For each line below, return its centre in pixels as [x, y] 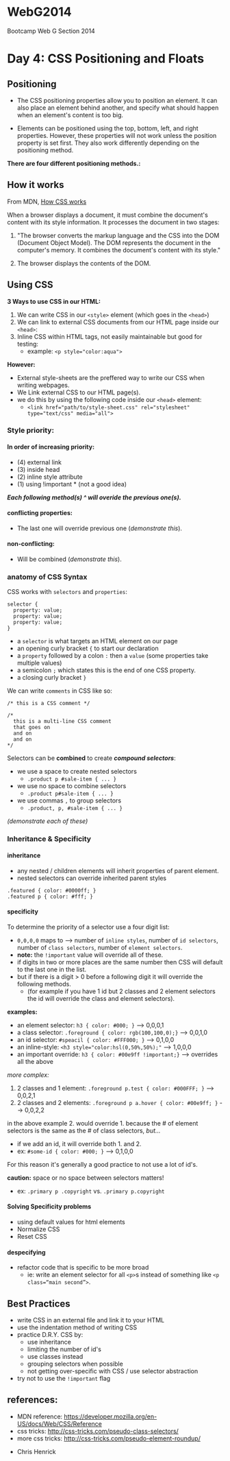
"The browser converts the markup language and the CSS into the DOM [118, 235]
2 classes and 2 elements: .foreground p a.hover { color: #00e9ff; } [117, 1102]
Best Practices [39, 1304]
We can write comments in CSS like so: [60, 691]
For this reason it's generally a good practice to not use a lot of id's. [102, 1164]
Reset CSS [32, 1236]
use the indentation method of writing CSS [77, 1327]
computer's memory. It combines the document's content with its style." [119, 250]
